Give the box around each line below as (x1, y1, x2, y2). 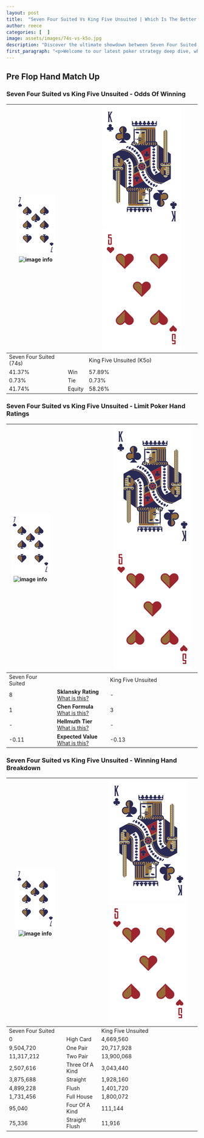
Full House (66, 1092, 93, 1100)
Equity (67, 385, 84, 392)
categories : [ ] (6, 29, 50, 35)
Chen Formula (56, 703, 94, 710)
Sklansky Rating (56, 688, 99, 695)
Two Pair (66, 1052, 89, 1060)
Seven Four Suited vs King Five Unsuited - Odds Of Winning (6, 90, 186, 99)
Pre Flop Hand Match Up (6, 72, 100, 82)
